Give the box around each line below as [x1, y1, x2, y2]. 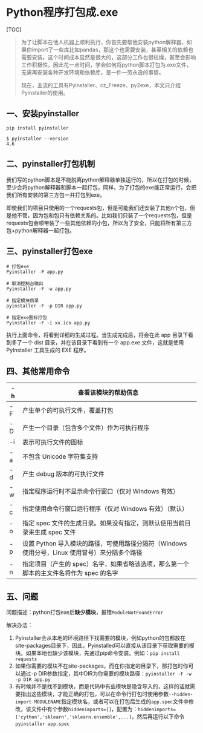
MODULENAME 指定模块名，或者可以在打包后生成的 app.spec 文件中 [34, 698, 189, 705]
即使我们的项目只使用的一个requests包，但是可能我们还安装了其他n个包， [6, 204, 190, 211]
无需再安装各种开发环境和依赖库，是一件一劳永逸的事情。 [21, 68, 164, 76]
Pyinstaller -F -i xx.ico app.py [6, 320, 91, 326]
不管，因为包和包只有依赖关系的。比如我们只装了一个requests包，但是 [16, 211, 192, 219]
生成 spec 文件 [34, 528, 77, 536]
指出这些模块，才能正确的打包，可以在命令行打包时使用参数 [20, 691, 169, 697]
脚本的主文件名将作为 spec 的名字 [22, 569, 119, 577]
